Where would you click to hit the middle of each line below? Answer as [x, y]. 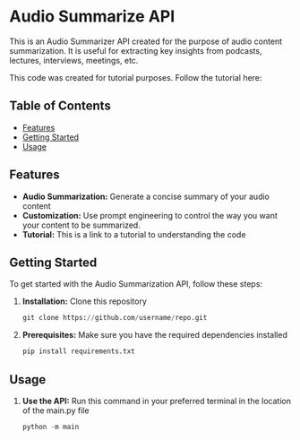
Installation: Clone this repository [85, 301]
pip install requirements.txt [79, 351]
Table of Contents [60, 106]
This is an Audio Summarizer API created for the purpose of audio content [146, 41]
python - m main [51, 427]
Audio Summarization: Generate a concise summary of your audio [146, 196]
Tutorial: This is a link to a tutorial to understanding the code [134, 234]
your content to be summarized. [81, 225]
